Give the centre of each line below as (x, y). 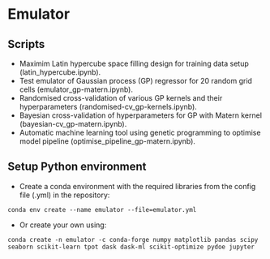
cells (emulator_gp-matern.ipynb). (76, 89)
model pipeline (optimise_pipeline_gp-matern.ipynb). (107, 141)
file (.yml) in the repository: (64, 195)
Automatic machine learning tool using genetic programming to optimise (140, 132)
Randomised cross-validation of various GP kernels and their (121, 98)
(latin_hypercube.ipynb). (60, 72)
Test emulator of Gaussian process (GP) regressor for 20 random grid (136, 81)
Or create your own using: (63, 225)
